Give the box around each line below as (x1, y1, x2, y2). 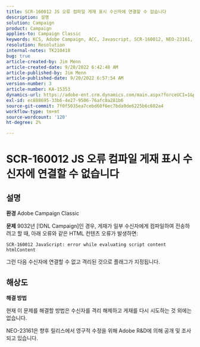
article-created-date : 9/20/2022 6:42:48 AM (6, 64, 118, 70)
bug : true (6, 53, 31, 59)
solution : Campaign (6, 20, 55, 26)
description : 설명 (6, 14, 49, 20)
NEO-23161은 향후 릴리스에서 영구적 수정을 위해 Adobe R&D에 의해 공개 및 (6, 327, 180, 334)
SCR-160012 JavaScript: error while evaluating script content (6, 242, 167, 248)
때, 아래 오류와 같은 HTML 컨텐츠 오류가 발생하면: (23, 230, 138, 237)
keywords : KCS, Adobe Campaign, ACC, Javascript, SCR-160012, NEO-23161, (6, 36, 193, 42)
